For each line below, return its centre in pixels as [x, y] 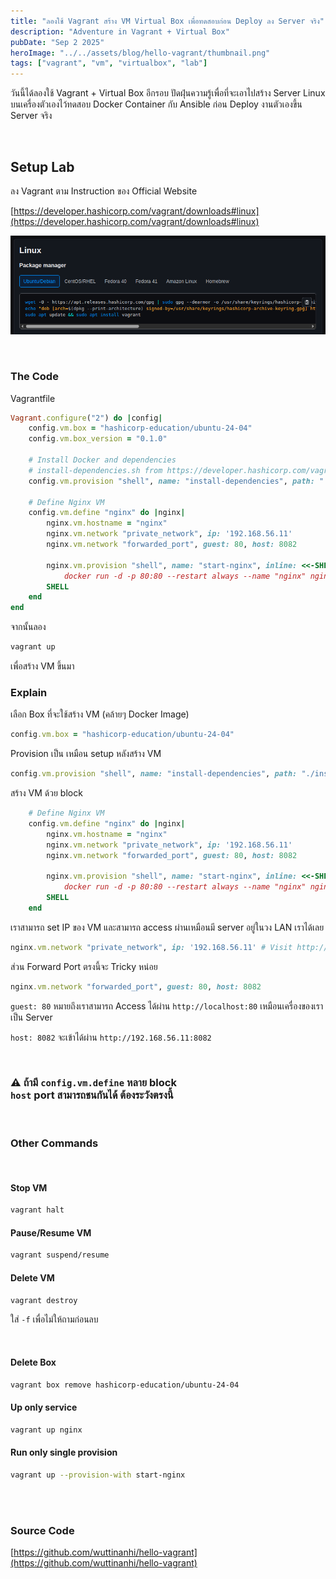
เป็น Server [31, 1017]
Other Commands [54, 1143]
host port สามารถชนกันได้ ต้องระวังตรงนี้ [92, 1095]
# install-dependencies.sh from [95, 470]
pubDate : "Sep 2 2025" [57, 42]
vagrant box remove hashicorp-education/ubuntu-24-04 [125, 1385]
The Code [34, 377]
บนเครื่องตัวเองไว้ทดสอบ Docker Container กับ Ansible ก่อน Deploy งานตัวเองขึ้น [156, 104]
